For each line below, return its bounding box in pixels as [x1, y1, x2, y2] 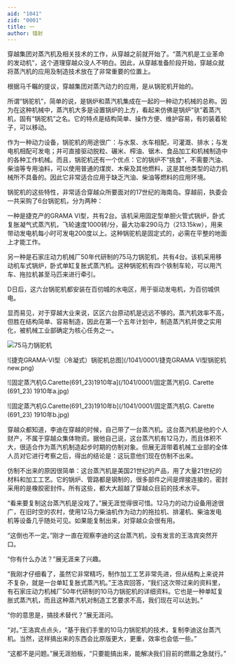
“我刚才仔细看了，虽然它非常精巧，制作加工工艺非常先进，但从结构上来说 [7, 570, 219, 578]
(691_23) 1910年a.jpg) [7, 387, 70, 395]
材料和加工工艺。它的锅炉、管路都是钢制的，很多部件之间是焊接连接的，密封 [7, 475, 228, 483]
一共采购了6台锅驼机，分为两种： [7, 197, 104, 205]
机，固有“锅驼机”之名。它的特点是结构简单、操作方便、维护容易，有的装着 [7, 115, 222, 123]
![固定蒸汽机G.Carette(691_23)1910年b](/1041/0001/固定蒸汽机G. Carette [7, 402, 215, 410]
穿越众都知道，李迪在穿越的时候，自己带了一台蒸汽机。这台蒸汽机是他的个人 [7, 425, 228, 434]
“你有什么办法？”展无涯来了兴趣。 [7, 555, 105, 563]
